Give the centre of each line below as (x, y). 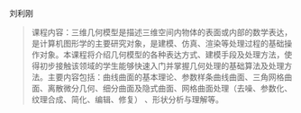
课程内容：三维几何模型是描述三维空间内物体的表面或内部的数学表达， (162, 32)
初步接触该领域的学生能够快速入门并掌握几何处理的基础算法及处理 (162, 66)
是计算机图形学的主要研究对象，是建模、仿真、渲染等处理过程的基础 (158, 43)
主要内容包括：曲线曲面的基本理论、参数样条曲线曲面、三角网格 (166, 77)
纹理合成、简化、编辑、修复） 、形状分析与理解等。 (127, 100)
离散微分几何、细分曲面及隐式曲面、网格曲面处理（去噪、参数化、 (170, 88)
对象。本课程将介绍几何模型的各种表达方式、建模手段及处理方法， (162, 55)
